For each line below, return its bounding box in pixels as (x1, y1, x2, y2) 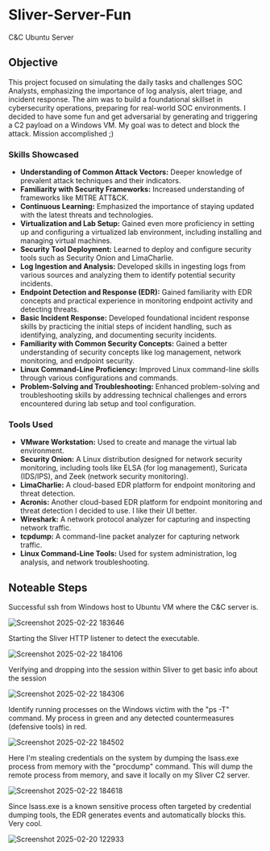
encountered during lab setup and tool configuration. (19, 399, 196, 409)
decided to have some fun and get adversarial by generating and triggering (8, 111, 258, 121)
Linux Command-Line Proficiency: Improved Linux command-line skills (19, 365, 260, 375)
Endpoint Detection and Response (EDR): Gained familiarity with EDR (19, 287, 252, 297)
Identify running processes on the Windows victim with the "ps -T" (8, 705, 230, 715)
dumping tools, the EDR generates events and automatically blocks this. (8, 810, 247, 820)
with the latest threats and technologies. (19, 210, 154, 220)
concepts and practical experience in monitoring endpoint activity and (19, 296, 254, 306)
